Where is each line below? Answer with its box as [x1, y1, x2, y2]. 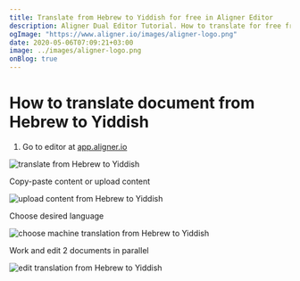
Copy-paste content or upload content [9, 176, 151, 186]
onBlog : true [9, 54, 58, 63]
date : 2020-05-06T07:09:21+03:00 [9, 37, 134, 47]
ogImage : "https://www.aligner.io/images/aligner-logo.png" [9, 29, 238, 38]
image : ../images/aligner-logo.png [9, 46, 142, 55]
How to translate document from [9, 93, 255, 113]
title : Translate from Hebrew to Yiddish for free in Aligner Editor [9, 12, 274, 22]
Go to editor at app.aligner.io [21, 141, 128, 152]
